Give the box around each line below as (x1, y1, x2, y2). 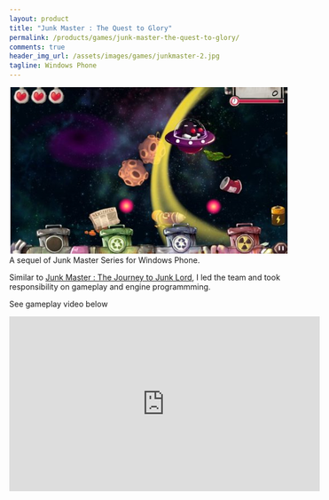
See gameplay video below (9, 298, 108, 309)
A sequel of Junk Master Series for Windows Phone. (9, 255, 200, 266)
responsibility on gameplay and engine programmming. (9, 282, 211, 292)
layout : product (9, 14, 69, 23)
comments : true (9, 43, 66, 52)
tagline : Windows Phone (9, 61, 98, 70)
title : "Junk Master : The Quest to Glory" (9, 23, 173, 33)
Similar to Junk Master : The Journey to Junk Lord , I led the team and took (9, 272, 281, 282)
